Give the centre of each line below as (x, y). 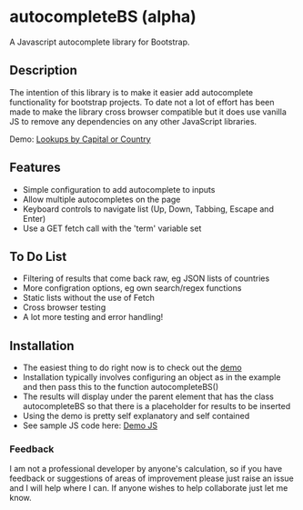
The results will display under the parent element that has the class (148, 396)
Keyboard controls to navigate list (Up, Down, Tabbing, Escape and (148, 209)
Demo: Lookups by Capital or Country (81, 139)
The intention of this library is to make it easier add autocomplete (131, 92)
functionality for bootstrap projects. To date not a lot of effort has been (142, 102)
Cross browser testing (64, 307)
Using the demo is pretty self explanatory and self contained (136, 416)
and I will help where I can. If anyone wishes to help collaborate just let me (149, 488)
